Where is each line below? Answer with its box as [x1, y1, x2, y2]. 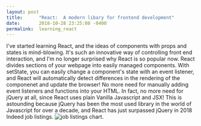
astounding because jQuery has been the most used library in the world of [6, 101, 192, 108]
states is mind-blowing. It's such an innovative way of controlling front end [6, 49, 193, 56]
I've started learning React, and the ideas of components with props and [6, 42, 187, 50]
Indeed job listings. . [6, 113, 104, 121]
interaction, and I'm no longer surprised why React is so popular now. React [6, 55, 195, 62]
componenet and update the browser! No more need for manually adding [6, 81, 189, 88]
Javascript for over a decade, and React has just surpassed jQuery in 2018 [6, 107, 193, 114]
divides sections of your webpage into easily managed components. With [6, 62, 189, 69]
